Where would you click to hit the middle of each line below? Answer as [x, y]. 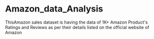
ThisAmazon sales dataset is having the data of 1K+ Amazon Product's [77, 22]
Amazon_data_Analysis [54, 9]
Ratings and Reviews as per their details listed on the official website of [77, 27]
